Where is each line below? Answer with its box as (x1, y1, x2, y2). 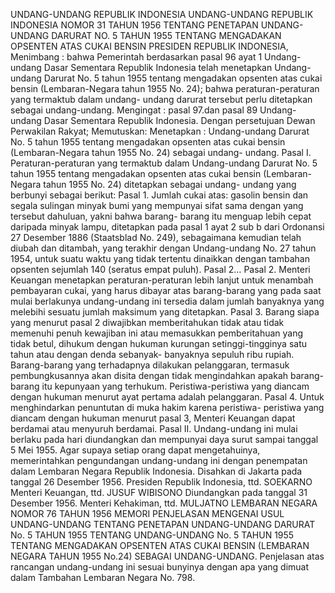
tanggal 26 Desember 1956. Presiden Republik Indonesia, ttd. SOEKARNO (10, 476, 313, 488)
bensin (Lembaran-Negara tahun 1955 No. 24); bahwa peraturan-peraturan (10, 83, 320, 94)
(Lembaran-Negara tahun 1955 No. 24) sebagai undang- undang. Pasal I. (10, 147, 312, 158)
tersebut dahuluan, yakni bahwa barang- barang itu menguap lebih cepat (10, 210, 312, 222)
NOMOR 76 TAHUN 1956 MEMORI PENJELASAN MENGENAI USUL (10, 508, 285, 519)
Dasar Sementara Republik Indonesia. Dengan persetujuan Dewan (43, 115, 316, 126)
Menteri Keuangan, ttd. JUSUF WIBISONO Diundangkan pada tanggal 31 (10, 487, 308, 498)
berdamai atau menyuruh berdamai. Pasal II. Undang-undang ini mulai (10, 423, 298, 434)
